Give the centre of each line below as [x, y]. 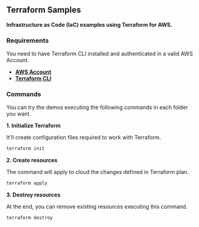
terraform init [26, 148]
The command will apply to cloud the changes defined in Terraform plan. [98, 172]
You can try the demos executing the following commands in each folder [97, 107]
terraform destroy [30, 218]
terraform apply [27, 183]
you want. [19, 114]
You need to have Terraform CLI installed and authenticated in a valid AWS [100, 54]
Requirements [28, 40]
